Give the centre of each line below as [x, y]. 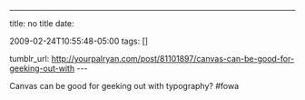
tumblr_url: [30, 59]
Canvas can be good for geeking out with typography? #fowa [124, 86]
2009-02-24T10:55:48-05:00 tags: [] [79, 41]
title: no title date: [42, 23]
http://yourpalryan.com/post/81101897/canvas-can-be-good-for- [173, 59]
